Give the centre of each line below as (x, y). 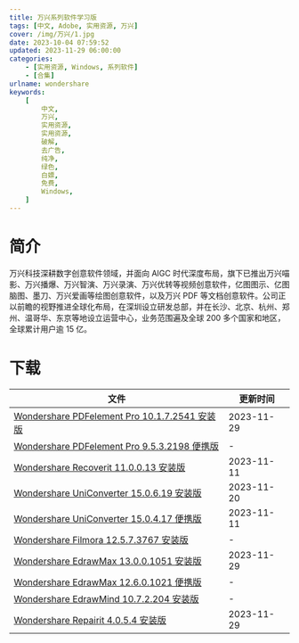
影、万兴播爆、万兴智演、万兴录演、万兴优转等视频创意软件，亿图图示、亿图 (149, 284)
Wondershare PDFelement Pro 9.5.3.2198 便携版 (117, 446)
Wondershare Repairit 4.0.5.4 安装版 (90, 620)
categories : (31, 59)
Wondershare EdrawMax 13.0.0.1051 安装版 (108, 561)
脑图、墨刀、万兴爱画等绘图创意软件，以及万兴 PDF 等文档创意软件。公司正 (148, 295)
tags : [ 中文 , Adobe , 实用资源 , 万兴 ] (74, 26)
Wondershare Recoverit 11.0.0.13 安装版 (100, 467)
